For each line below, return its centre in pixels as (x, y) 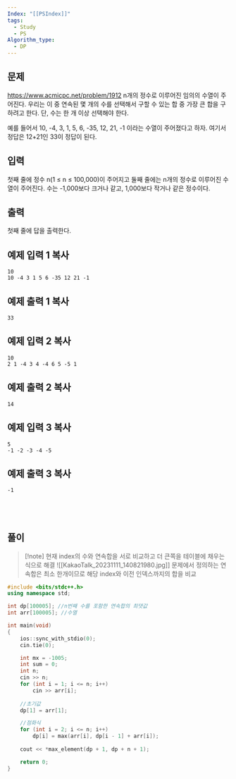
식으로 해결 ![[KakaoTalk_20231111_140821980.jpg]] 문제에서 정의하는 (122, 565)
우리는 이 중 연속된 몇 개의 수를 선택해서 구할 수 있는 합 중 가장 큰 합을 (123, 104)
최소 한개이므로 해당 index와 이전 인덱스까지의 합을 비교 (120, 573)
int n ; (30, 671)
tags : (15, 20)
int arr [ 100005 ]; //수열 (42, 613)
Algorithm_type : (31, 40)
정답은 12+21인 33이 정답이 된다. (52, 136)
